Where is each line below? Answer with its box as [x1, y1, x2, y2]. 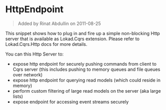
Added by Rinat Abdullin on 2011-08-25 [17, 20, 101, 26]
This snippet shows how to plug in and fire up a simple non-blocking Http [5, 30, 160, 36]
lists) [12, 93, 23, 99]
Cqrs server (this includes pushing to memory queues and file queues [12, 66, 160, 72]
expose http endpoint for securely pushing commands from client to [12, 61, 157, 67]
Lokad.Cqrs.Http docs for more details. [5, 41, 88, 47]
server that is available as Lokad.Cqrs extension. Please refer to [5, 36, 140, 42]
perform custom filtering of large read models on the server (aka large [12, 88, 161, 94]
